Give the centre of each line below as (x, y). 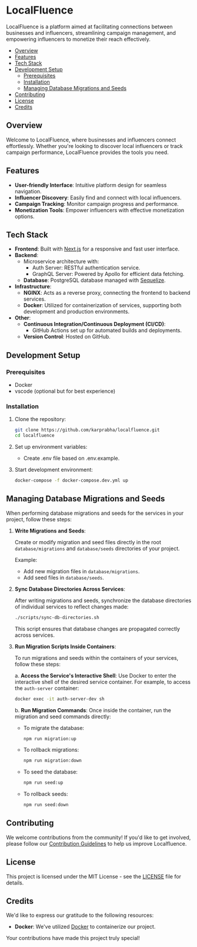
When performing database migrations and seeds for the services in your (95, 513)
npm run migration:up (50, 739)
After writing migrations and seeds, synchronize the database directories (103, 600)
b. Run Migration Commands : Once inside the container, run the (93, 710)
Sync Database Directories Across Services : (70, 589)
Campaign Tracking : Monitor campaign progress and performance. (97, 203)
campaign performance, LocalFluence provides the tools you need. (87, 152)
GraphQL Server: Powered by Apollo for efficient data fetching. (108, 274)
